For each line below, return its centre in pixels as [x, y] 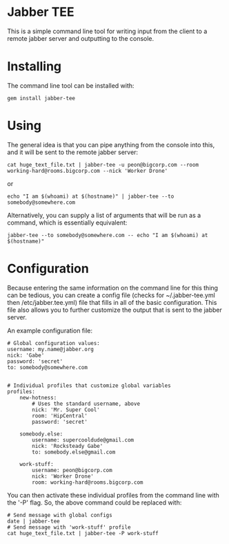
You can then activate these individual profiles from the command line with [113, 495]
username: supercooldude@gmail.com [83, 440]
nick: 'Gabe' [26, 355]
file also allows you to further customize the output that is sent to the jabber [114, 310]
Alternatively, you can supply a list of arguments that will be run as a [104, 215]
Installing [34, 67]
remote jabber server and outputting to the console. [81, 38]
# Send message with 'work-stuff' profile [69, 527]
